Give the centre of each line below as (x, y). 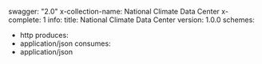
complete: (25, 20)
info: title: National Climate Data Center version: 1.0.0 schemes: (151, 20)
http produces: (44, 35)
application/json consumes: (65, 43)
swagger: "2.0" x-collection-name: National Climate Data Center (114, 11)
